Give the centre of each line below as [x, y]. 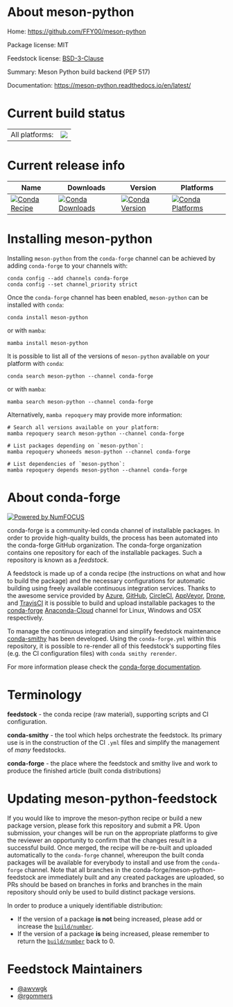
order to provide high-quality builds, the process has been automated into [113, 538]
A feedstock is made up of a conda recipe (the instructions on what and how [116, 573]
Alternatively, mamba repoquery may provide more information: [95, 414]
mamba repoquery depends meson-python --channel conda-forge [97, 470]
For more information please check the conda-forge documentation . [105, 667]
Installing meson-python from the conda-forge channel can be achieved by [112, 258]
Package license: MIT [38, 45]
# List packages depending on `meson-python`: [76, 446]
